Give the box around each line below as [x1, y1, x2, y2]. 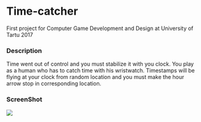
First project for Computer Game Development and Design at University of [6, 25, 194, 32]
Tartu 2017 [6, 31, 34, 38]
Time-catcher [6, 4, 78, 18]
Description [6, 46, 42, 55]
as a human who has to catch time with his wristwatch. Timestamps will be [6, 67, 195, 74]
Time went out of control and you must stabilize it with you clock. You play [6, 60, 194, 68]
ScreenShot [6, 95, 43, 104]
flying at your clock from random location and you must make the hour [6, 74, 184, 81]
